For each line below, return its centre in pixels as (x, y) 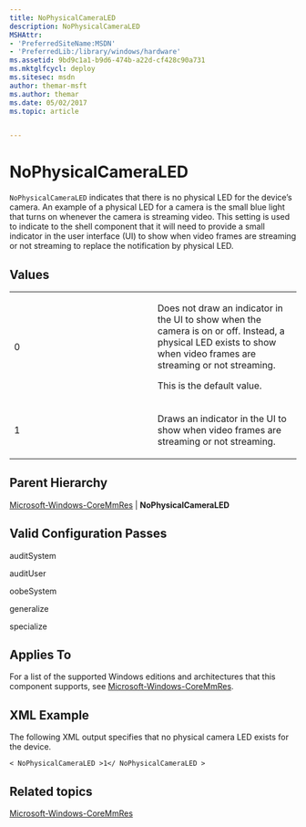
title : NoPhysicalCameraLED (63, 18)
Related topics (51, 791)
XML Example (49, 715)
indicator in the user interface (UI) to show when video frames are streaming (153, 236)
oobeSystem (33, 591)
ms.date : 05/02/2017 (49, 103)
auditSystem (33, 555)
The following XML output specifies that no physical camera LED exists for (149, 737)
